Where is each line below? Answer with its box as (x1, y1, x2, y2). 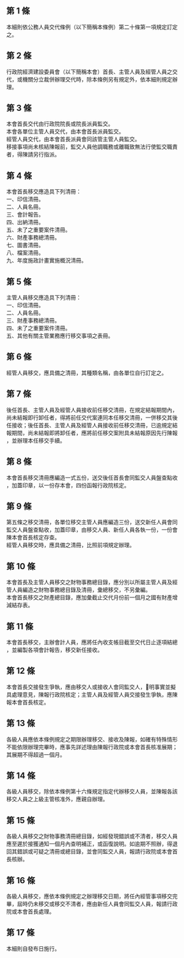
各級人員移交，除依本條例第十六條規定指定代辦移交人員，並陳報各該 (6, 788, 178, 795)
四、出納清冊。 (6, 219, 44, 226)
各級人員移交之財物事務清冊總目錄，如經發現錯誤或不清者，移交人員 (6, 833, 178, 840)
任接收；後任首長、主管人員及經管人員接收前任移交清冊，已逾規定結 (6, 421, 178, 428)
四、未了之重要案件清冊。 (6, 324, 71, 332)
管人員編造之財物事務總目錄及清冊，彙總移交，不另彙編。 (6, 586, 151, 594)
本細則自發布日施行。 (6, 945, 60, 952)
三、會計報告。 (6, 211, 44, 219)
